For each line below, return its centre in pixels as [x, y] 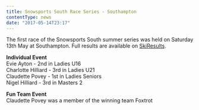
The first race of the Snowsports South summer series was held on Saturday [100, 40]
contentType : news [29, 17]
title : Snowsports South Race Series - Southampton [71, 12]
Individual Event [27, 58]
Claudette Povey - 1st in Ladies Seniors [54, 76]
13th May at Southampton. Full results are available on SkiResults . [86, 46]
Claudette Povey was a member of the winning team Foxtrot [80, 100]
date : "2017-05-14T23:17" [38, 23]
